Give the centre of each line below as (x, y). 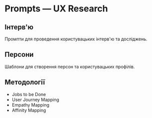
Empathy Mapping (31, 105)
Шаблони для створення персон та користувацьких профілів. (70, 66)
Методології (25, 82)
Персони (19, 55)
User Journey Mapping (35, 100)
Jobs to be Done (29, 94)
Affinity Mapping (29, 110)
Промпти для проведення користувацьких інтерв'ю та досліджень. (76, 39)
